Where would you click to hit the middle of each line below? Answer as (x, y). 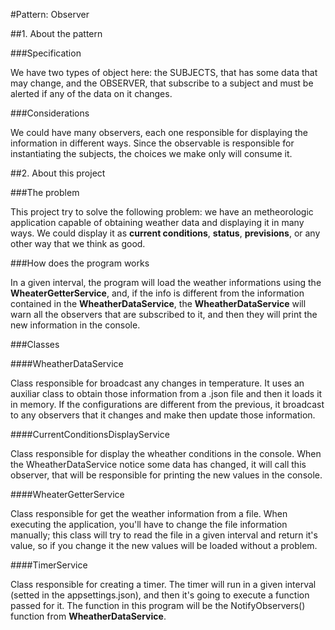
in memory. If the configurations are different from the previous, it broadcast (167, 404)
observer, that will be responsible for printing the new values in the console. (166, 475)
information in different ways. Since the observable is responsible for (152, 143)
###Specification (46, 53)
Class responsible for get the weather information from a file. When (149, 513)
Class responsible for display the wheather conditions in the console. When (166, 453)
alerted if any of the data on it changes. (91, 93)
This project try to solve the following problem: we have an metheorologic (162, 212)
